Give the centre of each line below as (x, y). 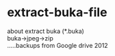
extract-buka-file (57, 12)
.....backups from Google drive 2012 (57, 45)
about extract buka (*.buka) (46, 31)
